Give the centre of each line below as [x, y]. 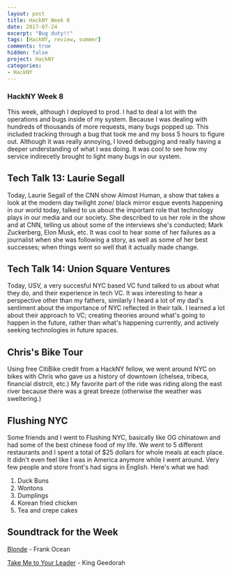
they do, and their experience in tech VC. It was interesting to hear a [105, 293]
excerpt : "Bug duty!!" [40, 33]
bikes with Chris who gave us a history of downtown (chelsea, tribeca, [108, 376]
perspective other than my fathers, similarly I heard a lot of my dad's [105, 300]
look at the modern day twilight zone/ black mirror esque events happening [115, 203]
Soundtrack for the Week [63, 532]
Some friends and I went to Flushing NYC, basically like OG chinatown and [114, 438]
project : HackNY [31, 59]
